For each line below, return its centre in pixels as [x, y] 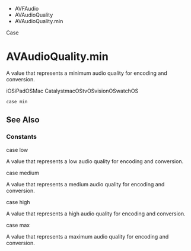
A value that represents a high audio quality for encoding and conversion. [96, 214]
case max [18, 225]
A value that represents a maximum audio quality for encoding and [87, 236]
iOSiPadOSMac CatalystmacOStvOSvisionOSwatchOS [72, 91]
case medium [23, 173]
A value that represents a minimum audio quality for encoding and [87, 73]
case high [18, 202]
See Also [23, 120]
